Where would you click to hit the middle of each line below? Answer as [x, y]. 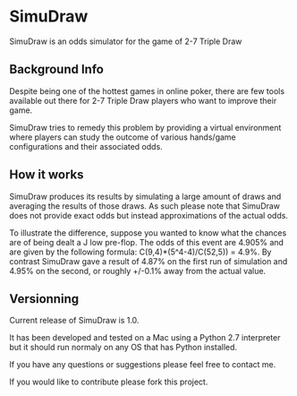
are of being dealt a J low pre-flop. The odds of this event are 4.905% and [147, 242]
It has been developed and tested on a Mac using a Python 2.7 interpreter [145, 338]
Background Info [57, 69]
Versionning [44, 299]
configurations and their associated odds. [86, 146]
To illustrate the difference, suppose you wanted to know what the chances [148, 232]
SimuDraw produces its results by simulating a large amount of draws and [145, 196]
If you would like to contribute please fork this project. [109, 382]
